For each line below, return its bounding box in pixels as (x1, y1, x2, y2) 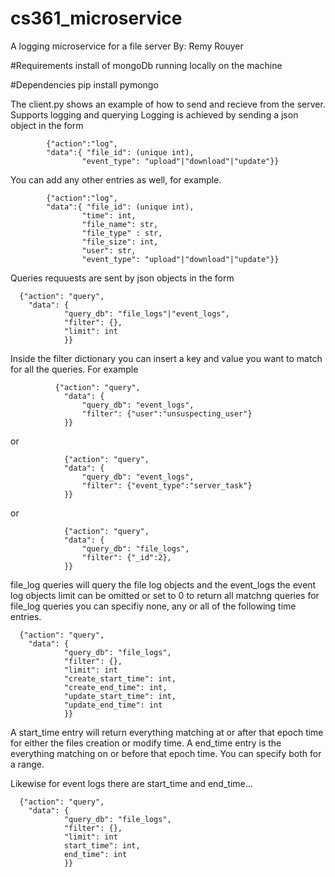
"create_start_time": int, (63, 673, 177, 684)
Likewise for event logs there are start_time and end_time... (10, 777, 253, 789)
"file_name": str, (81, 219, 159, 229)
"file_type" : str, (81, 228, 163, 238)
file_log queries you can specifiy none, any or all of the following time (10, 600, 297, 612)
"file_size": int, (81, 237, 159, 247)
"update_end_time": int (63, 700, 163, 710)
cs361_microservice (10, 7, 183, 30)
